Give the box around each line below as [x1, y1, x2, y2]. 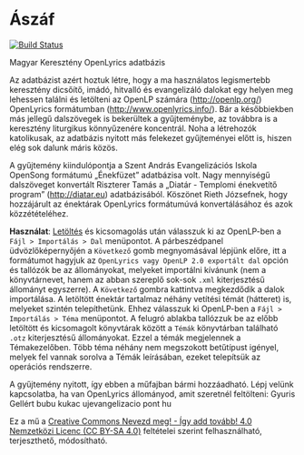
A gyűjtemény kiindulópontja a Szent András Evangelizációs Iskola [9, 159, 258, 170]
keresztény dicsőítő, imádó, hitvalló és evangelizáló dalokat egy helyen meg [9, 84, 293, 95]
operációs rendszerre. [9, 360, 93, 372]
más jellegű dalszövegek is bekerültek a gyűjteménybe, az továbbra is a [9, 113, 279, 124]
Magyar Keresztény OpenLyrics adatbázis [9, 56, 166, 67]
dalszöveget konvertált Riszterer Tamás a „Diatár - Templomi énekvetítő [9, 178, 278, 190]
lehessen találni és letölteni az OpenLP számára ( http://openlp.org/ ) [9, 94, 262, 105]
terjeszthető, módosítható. [9, 435, 108, 446]
